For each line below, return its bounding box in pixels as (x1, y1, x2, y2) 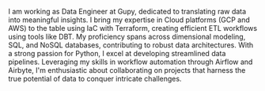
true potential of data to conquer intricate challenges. (8, 74, 182, 83)
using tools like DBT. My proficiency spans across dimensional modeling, (8, 32, 246, 41)
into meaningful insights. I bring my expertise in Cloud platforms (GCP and (8, 15, 251, 25)
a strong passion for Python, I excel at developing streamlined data (8, 49, 226, 58)
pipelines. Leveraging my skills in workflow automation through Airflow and (8, 57, 253, 66)
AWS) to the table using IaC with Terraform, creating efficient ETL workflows (8, 24, 258, 32)
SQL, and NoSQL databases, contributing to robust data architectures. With (8, 40, 254, 50)
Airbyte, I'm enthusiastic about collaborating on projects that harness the (8, 66, 246, 74)
